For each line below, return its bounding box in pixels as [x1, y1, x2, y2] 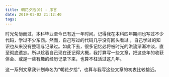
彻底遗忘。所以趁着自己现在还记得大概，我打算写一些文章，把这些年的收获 [9, 49, 164, 55]
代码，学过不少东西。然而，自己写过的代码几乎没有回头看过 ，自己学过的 [5, 37, 156, 43]
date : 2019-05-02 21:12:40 [5, 12, 62, 17]
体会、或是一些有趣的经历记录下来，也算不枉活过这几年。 [5, 56, 124, 62]
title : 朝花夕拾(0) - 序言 [5, 7, 57, 12]
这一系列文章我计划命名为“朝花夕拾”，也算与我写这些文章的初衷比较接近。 [5, 66, 159, 72]
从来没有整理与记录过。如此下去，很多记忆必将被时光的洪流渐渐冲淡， [14, 43, 159, 49]
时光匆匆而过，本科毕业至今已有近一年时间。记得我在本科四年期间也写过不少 [5, 31, 164, 37]
